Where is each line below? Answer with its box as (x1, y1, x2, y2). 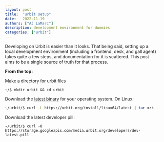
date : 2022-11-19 (5, 16, 45, 21)
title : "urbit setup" (5, 12, 51, 17)
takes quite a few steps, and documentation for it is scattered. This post (5, 54, 149, 59)
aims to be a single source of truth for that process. (5, 59, 108, 65)
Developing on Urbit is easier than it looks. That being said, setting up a (5, 44, 149, 49)
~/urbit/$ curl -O (5, 123, 42, 129)
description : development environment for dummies (5, 25, 110, 30)
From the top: (5, 69, 33, 74)
